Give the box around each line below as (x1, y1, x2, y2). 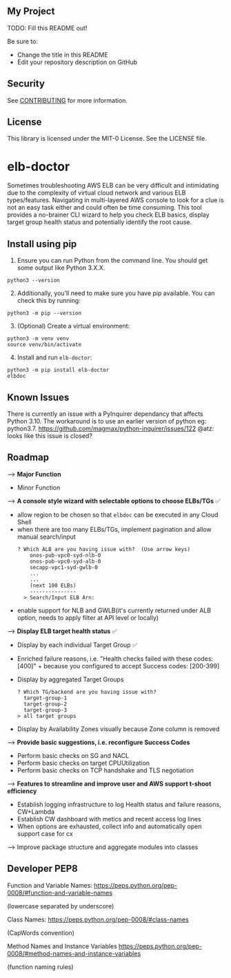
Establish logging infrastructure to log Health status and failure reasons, (17, 800, 222, 808)
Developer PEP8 (7, 863, 78, 875)
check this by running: (17, 297, 81, 305)
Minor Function (17, 483, 61, 492)
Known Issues (7, 391, 70, 403)
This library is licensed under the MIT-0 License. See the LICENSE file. (7, 134, 207, 143)
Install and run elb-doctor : (17, 353, 92, 361)
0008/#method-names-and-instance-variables (7, 949, 141, 957)
